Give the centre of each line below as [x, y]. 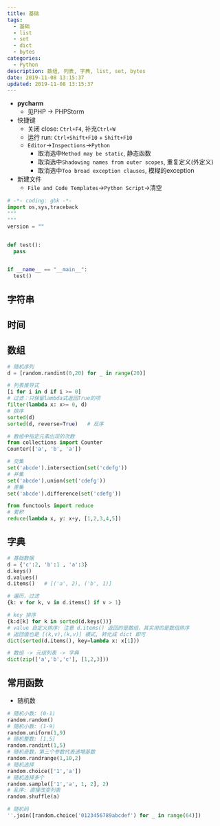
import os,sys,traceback [43, 207]
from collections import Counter [55, 443]
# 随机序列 [21, 367]
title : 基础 [23, 13]
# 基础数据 [21, 558]
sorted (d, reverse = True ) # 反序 [56, 424]
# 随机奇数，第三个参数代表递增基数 [51, 752]
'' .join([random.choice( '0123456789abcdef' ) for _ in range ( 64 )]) [104, 816]
